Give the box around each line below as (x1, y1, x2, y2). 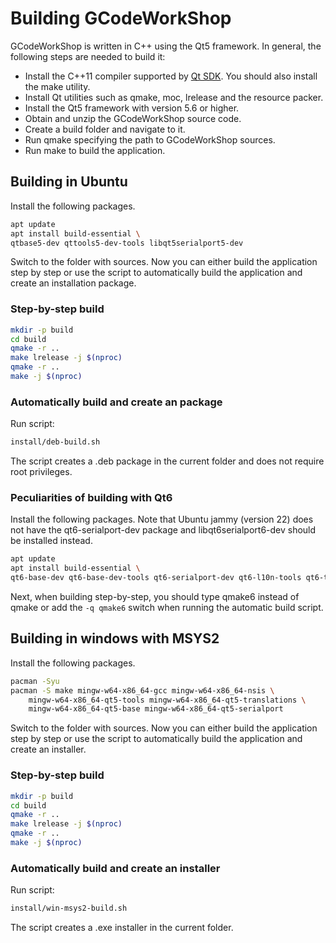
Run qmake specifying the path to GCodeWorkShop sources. (24, 133, 276, 146)
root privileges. (10, 466, 73, 478)
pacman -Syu (10, 676, 60, 686)
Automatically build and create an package (10, 395, 223, 409)
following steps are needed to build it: (10, 50, 166, 62)
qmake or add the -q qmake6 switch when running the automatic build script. (10, 602, 324, 614)
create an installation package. (10, 277, 137, 289)
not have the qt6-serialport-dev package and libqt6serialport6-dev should (10, 524, 317, 536)
